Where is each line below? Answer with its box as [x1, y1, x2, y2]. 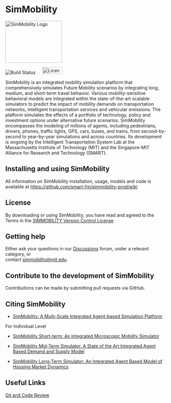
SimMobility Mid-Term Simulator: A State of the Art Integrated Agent [12, 343, 156, 349]
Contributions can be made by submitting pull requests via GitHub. [5, 285, 145, 291]
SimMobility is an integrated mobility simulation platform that [5, 79, 133, 85]
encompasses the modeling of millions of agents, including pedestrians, [5, 123, 157, 129]
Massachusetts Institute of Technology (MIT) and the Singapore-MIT [5, 144, 150, 150]
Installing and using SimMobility [5, 164, 110, 173]
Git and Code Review [5, 392, 50, 398]
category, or [5, 251, 31, 257]
